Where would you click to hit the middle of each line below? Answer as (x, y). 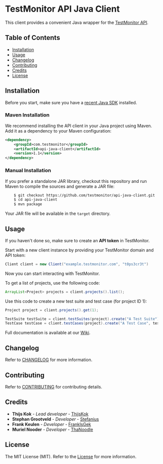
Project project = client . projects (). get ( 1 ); (52, 310)
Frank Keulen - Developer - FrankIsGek (51, 424)
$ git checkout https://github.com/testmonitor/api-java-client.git (84, 195)
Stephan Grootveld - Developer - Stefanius (56, 419)
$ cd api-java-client (35, 200)
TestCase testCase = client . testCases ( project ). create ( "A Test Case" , (78, 323)
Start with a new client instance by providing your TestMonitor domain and (79, 250)
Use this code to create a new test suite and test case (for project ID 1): (76, 301)
